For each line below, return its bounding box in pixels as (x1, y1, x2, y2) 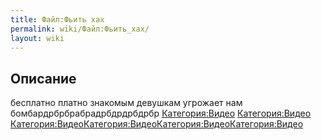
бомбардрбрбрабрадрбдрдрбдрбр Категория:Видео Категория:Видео (10, 107, 312, 120)
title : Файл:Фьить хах (10, 14, 105, 25)
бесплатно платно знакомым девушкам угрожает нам (10, 97, 243, 109)
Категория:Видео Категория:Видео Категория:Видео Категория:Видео (10, 118, 304, 130)
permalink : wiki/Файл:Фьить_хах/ (10, 24, 150, 34)
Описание (10, 70, 77, 87)
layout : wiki (10, 33, 65, 43)
